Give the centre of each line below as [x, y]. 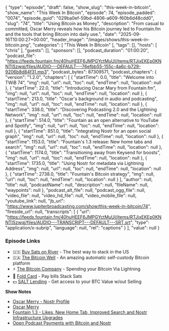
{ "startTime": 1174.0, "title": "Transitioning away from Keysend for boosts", [83, 152]
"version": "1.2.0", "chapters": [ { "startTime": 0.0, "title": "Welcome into [79, 77]
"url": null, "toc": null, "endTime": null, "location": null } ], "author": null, [79, 179]
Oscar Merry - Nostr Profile [41, 302]
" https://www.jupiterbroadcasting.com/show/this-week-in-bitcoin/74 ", [78, 206]
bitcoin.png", [18, 45]
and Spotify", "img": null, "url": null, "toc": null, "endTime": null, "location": [82, 126]
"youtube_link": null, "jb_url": [35, 201]
